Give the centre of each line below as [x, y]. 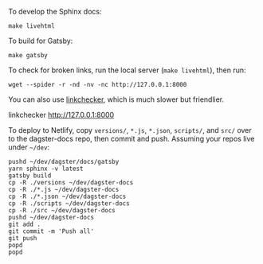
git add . [25, 224]
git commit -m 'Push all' [51, 231]
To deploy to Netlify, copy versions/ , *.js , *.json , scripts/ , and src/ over [130, 130]
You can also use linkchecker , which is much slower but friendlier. [116, 99]
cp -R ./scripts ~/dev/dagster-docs [69, 204]
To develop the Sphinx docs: [55, 12]
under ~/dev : [29, 147]
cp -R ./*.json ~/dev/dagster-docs [67, 196]
